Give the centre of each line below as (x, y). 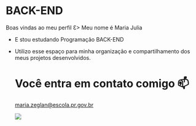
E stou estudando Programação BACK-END (69, 39)
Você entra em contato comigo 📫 (102, 84)
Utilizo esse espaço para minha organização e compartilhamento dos (102, 51)
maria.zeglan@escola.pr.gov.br (54, 105)
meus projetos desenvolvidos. (53, 57)
